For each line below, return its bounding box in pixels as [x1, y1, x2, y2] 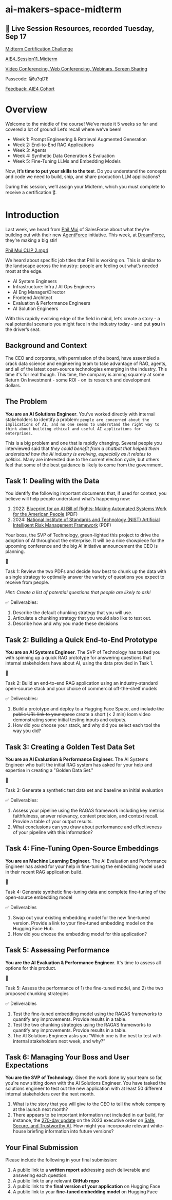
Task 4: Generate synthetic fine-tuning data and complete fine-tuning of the [5, 889, 166, 895]
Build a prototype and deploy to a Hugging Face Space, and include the [12, 706, 164, 712]
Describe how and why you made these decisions [12, 620, 119, 627]
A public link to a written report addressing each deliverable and [12, 1167, 150, 1173]
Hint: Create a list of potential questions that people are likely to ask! [5, 589, 151, 596]
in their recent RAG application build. [5, 868, 83, 875]
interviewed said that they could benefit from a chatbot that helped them [5, 445, 159, 451]
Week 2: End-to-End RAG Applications [12, 142, 94, 148]
